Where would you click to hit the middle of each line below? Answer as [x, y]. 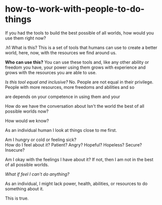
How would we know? [27, 121]
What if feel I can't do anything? [37, 174]
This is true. [17, 198]
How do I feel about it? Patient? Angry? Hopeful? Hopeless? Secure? [73, 144]
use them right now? [26, 38]
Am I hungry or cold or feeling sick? [41, 140]
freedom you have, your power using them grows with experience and [75, 67]
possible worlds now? [27, 111]
